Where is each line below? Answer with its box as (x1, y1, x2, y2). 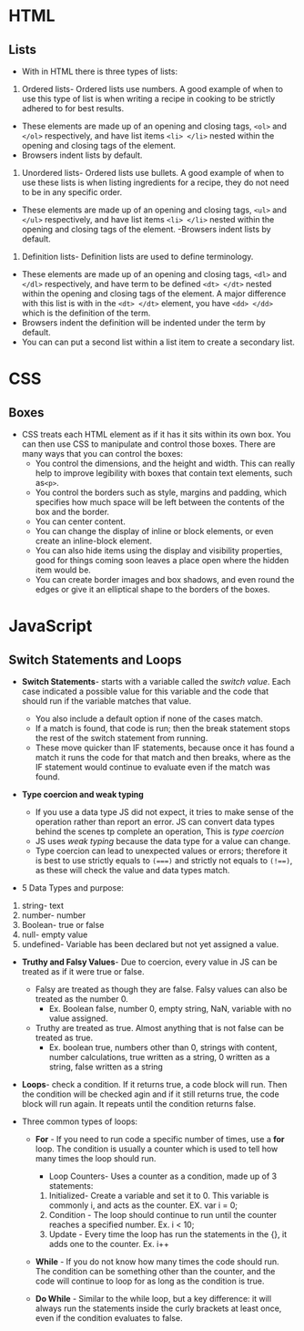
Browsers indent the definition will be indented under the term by (21, 317, 266, 328)
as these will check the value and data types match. (35, 865, 230, 875)
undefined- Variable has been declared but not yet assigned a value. (21, 939, 279, 949)
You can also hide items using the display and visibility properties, (35, 545, 283, 556)
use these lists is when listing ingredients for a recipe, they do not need (21, 177, 289, 188)
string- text (21, 900, 65, 911)
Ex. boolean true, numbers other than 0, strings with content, (48, 1042, 278, 1053)
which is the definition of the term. (21, 307, 151, 318)
